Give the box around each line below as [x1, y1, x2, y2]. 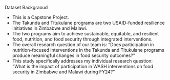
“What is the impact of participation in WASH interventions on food [12, 64, 153, 69]
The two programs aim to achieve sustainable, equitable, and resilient [12, 31, 159, 36]
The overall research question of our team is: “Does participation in [12, 42, 154, 48]
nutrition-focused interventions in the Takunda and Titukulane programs [12, 47, 164, 53]
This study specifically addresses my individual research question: [12, 58, 153, 64]
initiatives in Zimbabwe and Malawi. [12, 25, 88, 31]
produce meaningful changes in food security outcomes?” [12, 52, 135, 58]
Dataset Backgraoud [5, 5, 48, 10]
